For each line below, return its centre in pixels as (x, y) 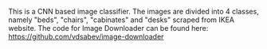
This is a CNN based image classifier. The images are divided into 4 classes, (133, 11)
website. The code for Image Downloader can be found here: (108, 28)
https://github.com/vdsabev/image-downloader (86, 36)
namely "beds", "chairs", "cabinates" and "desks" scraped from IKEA (122, 20)
